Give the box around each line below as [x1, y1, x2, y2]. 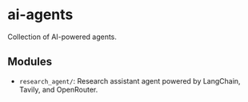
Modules [7, 55, 53, 69]
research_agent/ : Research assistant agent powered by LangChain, [18, 76, 241, 85]
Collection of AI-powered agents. [7, 32, 118, 41]
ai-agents [7, 6, 74, 24]
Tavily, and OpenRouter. [18, 84, 98, 94]
